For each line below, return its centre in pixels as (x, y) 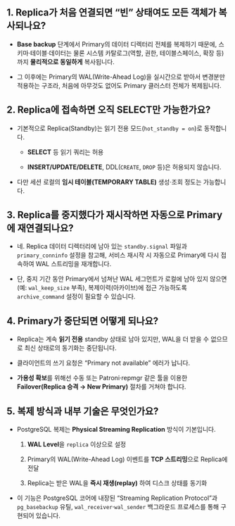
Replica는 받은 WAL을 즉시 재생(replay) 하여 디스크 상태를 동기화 (117, 483)
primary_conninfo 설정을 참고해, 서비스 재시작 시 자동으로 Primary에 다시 (118, 255)
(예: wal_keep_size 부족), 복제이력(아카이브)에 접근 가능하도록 (102, 288)
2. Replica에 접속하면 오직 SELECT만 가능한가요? (109, 110)
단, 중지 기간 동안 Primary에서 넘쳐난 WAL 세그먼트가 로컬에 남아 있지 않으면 (122, 279)
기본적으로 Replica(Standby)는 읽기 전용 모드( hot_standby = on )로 (109, 128)
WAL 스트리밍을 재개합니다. (74, 264)
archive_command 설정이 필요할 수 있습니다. (76, 296)
